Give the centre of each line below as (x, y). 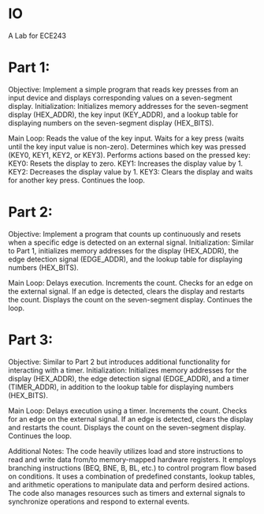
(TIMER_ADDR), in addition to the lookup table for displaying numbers (121, 387)
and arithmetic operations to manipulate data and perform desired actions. (129, 484)
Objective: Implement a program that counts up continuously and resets (125, 234)
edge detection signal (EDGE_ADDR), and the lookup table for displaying (125, 259)
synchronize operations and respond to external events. (99, 501)
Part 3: (31, 340)
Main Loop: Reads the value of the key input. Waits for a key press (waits (126, 138)
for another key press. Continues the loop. (77, 180)
